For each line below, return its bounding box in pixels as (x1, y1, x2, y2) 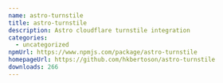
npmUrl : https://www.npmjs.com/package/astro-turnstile (8, 48, 198, 56)
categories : (8, 33, 48, 42)
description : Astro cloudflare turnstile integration (8, 26, 191, 34)
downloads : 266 (8, 63, 59, 71)
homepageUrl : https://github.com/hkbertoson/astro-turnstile (8, 56, 216, 64)
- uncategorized (15, 41, 69, 49)
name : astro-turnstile (8, 11, 84, 20)
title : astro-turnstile (8, 19, 88, 27)
